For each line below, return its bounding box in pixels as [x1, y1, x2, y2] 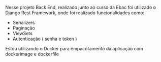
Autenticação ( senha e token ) [12, 36, 77, 42]
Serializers [12, 20, 35, 25]
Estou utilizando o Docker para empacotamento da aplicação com [5, 46, 143, 51]
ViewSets [12, 30, 33, 36]
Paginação [12, 25, 36, 31]
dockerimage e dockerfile [5, 51, 59, 57]
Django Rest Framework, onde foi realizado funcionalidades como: [5, 10, 145, 16]
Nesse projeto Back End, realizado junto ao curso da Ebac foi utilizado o [5, 5, 156, 10]
